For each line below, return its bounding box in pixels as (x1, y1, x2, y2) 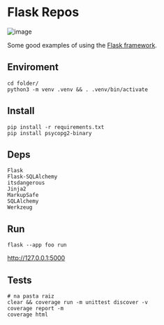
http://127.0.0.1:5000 (7, 254, 66, 263)
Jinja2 (7, 186, 27, 193)
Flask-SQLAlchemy (7, 173, 58, 181)
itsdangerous (7, 179, 45, 186)
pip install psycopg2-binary (7, 130, 92, 137)
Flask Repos (7, 4, 80, 20)
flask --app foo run (7, 242, 68, 249)
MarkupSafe (7, 192, 39, 199)
